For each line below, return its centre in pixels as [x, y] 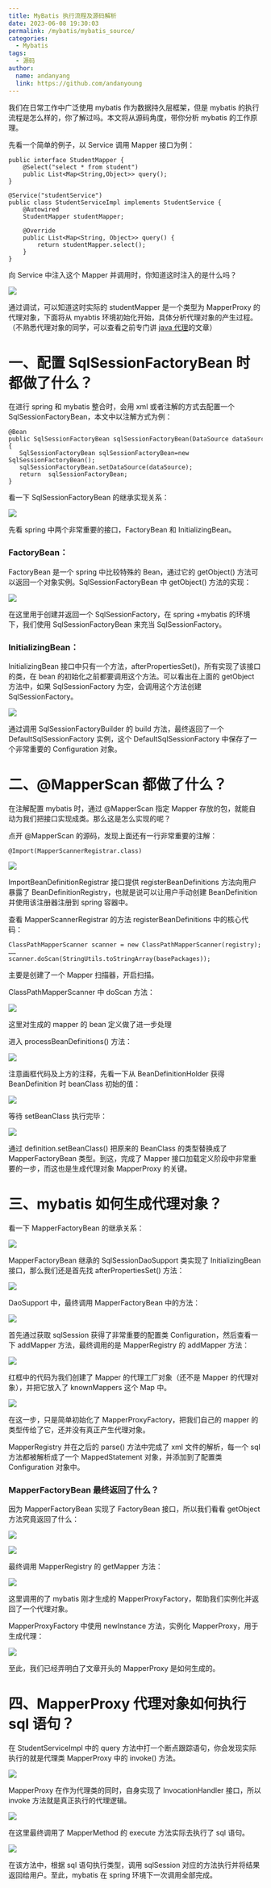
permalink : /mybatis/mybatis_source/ [72, 31]
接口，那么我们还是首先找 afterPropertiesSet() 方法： [96, 1270]
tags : [17, 53]
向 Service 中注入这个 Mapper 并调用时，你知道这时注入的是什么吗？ [123, 274]
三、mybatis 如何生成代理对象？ [116, 1204]
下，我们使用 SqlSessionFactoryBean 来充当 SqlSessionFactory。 [117, 624]
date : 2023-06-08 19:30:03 [54, 23]
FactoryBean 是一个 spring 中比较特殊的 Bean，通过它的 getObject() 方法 [130, 572]
